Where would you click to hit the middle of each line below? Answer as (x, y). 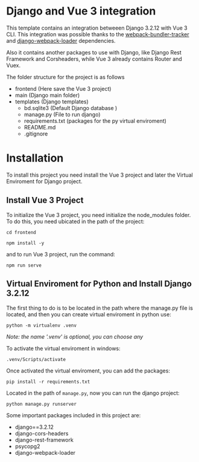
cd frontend (21, 232)
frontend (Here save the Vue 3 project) (63, 88)
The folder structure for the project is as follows (65, 77)
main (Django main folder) (47, 95)
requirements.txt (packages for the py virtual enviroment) (95, 121)
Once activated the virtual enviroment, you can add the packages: (88, 371)
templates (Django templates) (52, 102)
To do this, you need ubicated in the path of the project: (75, 221)
